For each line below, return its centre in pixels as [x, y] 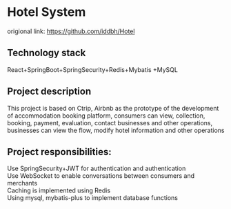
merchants [22, 183]
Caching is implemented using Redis [59, 190]
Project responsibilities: [59, 152]
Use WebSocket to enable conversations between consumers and [101, 176]
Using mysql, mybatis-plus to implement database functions [92, 198]
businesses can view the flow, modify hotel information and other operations [116, 130]
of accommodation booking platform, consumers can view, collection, [106, 116]
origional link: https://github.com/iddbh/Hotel [71, 31]
